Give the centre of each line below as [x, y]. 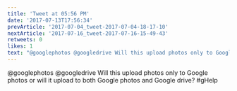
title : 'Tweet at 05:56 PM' [49, 14]
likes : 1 [20, 46]
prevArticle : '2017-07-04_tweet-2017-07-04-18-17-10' [88, 27]
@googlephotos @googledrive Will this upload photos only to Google [108, 72]
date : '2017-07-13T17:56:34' [50, 20]
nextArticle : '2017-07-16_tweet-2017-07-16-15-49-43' [88, 33]
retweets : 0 [25, 40]
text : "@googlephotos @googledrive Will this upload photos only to [110, 53]
